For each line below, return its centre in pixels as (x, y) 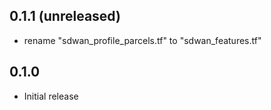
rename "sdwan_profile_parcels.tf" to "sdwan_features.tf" (142, 40)
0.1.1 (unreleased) (65, 16)
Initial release (51, 96)
